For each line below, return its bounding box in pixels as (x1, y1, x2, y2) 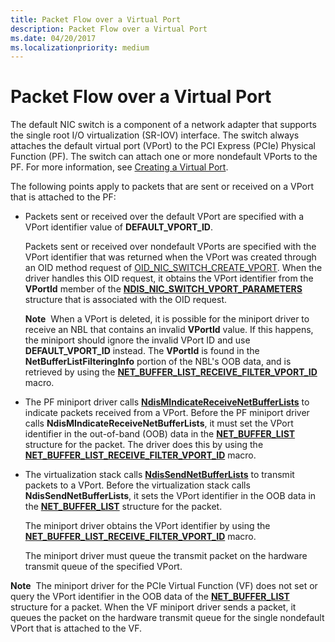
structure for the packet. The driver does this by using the (24, 439, 264, 451)
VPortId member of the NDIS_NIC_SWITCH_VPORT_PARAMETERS (24, 283, 303, 295)
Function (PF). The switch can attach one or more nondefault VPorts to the (10, 151, 318, 163)
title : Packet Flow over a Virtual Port (10, 14, 182, 25)
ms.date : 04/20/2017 (10, 33, 97, 43)
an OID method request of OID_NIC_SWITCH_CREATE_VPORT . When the (24, 262, 323, 274)
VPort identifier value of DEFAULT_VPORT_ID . (24, 221, 214, 233)
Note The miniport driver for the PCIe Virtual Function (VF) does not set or (10, 580, 318, 592)
